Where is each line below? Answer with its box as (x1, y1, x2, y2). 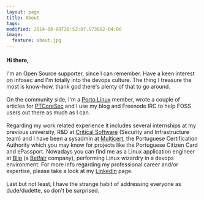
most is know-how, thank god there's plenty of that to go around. (6, 83, 170, 91)
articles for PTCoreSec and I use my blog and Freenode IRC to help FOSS (6, 102, 192, 110)
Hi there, (6, 56, 29, 64)
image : (6, 32, 23, 38)
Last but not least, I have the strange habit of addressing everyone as (6, 180, 182, 188)
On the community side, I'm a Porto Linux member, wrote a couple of (6, 96, 181, 103)
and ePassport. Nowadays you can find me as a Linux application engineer (6, 148, 195, 155)
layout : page (6, 9, 40, 15)
